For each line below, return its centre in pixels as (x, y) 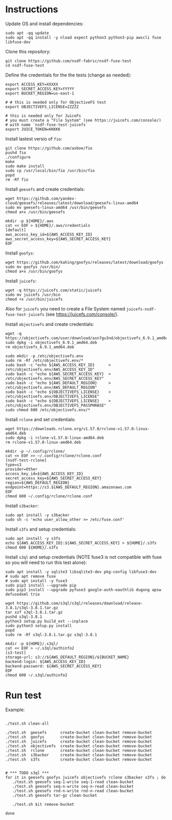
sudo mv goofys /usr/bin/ (33, 267)
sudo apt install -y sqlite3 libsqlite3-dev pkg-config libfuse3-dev (81, 572)
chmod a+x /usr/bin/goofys (34, 271)
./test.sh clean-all (27, 724)
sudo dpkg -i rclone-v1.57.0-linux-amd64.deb (55, 438)
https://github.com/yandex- (47, 199)
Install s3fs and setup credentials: (41, 529)
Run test (24, 696)
